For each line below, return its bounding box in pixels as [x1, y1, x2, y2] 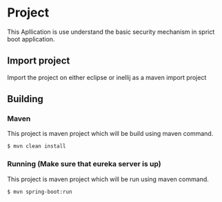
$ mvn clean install [7, 143, 67, 150]
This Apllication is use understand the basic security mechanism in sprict [7, 28, 215, 36]
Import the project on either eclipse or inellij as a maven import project [7, 73, 207, 81]
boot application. [7, 34, 55, 43]
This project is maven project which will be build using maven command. [7, 130, 214, 138]
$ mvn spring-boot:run [7, 188, 72, 195]
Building [7, 93, 43, 105]
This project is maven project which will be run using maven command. [7, 174, 209, 183]
